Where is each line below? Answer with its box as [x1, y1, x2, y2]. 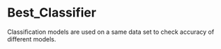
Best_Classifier [7, 5, 96, 21]
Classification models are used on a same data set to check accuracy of [7, 28, 215, 36]
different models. [7, 35, 56, 43]
